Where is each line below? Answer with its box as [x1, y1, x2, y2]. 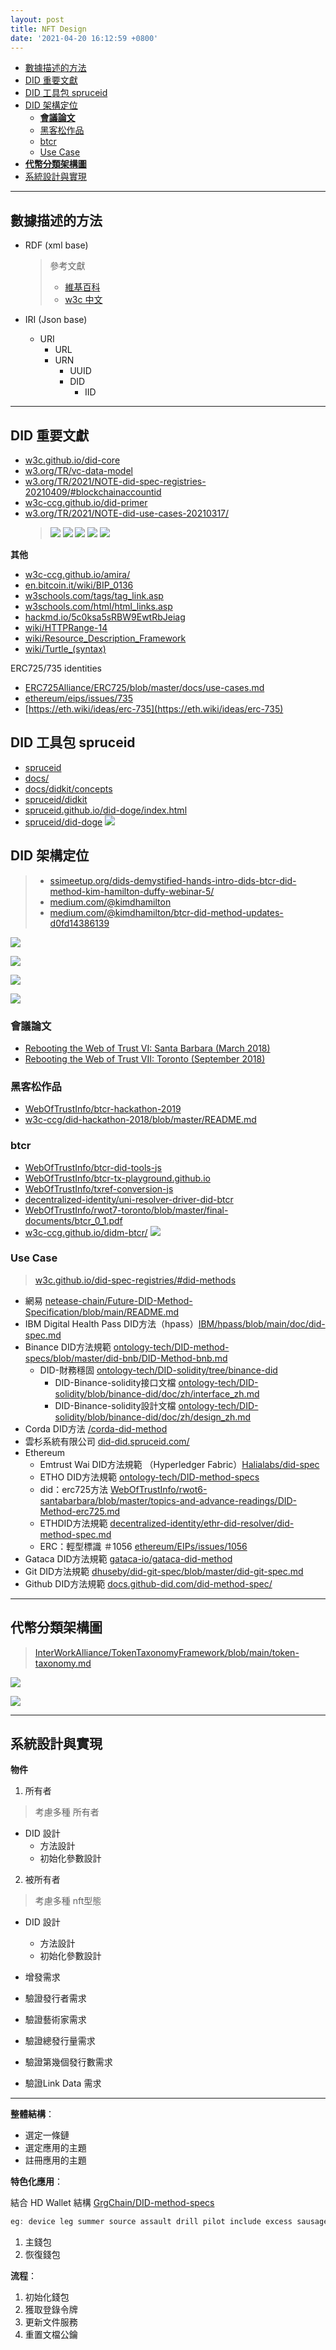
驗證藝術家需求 [24, 2014, 87, 2026]
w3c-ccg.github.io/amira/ [24, 569, 131, 580]
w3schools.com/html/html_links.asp [24, 601, 173, 612]
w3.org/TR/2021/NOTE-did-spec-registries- [24, 476, 207, 487]
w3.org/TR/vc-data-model [24, 465, 133, 476]
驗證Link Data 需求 [24, 2077, 102, 2090]
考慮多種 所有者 [34, 1806, 100, 1818]
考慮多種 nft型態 [34, 1895, 102, 1907]
